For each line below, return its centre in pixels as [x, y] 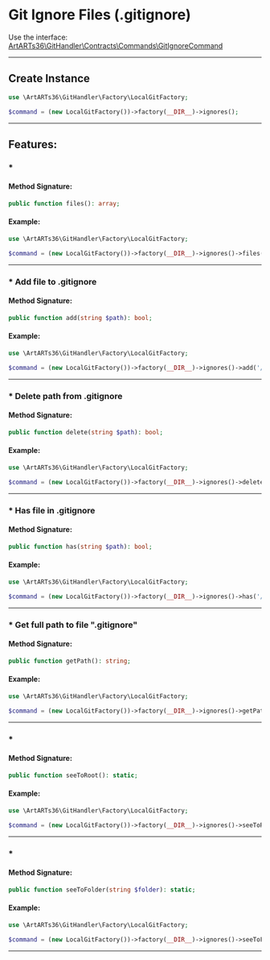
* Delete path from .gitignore [65, 396]
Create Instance [49, 79]
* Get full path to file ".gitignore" [73, 625]
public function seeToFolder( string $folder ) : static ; [102, 889]
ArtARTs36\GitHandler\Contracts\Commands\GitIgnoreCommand [116, 45]
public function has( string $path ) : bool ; [80, 546]
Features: [33, 144]
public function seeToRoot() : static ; [73, 775]
